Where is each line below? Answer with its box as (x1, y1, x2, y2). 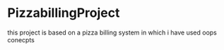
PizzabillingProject (7, 5, 120, 21)
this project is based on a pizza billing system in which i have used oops (7, 28, 217, 37)
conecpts (7, 35, 35, 44)
